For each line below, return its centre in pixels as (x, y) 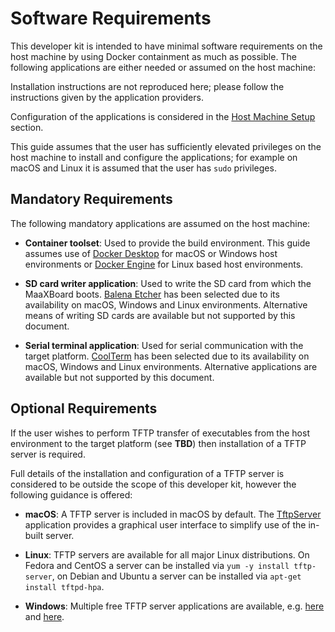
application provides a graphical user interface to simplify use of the (165, 524)
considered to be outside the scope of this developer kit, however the (153, 484)
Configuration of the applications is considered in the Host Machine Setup (163, 116)
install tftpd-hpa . (64, 586)
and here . (44, 616)
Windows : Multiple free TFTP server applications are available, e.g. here (174, 606)
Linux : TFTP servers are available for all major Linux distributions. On (167, 554)
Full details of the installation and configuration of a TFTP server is (147, 473)
